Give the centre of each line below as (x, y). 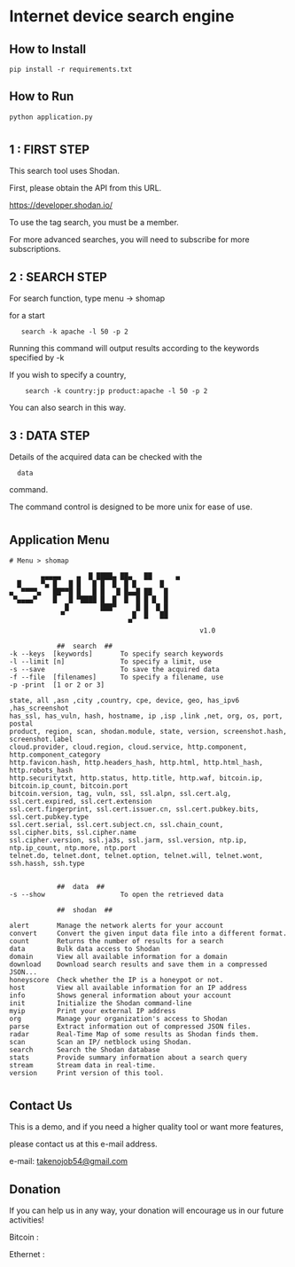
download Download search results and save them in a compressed (138, 964)
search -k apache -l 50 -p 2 (74, 332)
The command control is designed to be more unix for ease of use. (131, 507)
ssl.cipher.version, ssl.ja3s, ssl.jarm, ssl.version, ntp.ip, (128, 840)
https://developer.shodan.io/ (61, 205)
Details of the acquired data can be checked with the (106, 457)
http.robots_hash (41, 770)
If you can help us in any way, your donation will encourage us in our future (147, 1211)
